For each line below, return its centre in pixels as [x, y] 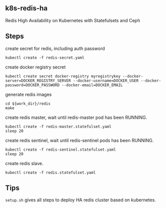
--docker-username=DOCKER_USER [106, 81]
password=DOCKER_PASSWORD [32, 85]
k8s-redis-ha [26, 8]
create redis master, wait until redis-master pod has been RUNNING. [76, 117]
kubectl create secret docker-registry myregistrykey [63, 76]
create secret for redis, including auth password [55, 48]
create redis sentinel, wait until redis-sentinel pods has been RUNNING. [79, 140]
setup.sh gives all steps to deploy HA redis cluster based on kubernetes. [81, 200]
